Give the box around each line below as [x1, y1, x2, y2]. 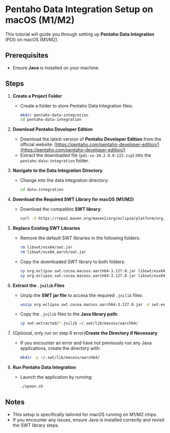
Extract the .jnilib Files [12, 282, 65, 288]
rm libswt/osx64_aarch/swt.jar [20, 249, 87, 255]
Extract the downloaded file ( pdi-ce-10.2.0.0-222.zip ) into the [20, 152, 151, 158]
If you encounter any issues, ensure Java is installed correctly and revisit [12, 417, 165, 423]
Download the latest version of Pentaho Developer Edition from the [20, 136, 161, 142]
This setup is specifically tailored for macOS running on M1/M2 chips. [12, 411, 158, 417]
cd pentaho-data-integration [20, 117, 82, 122]
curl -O [20, 216, 36, 221]
